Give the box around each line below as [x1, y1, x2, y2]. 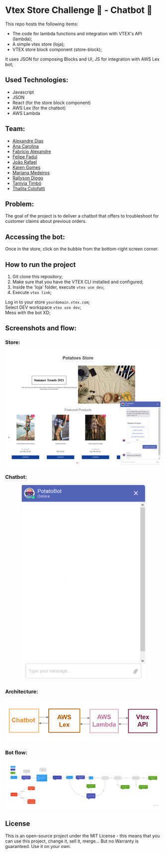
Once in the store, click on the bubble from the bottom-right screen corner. [5, 246, 159, 252]
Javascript [12, 89, 34, 95]
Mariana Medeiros [12, 169, 50, 176]
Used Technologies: [5, 76, 69, 84]
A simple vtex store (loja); [12, 41, 65, 47]
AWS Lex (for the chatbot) [12, 105, 66, 111]
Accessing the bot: [5, 232, 66, 241]
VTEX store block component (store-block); [12, 46, 102, 52]
